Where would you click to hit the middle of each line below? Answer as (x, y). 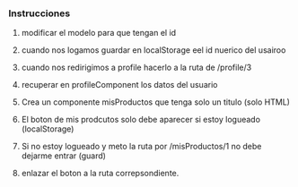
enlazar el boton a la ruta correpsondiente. (100, 174)
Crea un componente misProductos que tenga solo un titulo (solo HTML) (156, 102)
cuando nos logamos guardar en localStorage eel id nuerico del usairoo (153, 50)
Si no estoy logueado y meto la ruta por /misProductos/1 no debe (141, 147)
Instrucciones (39, 13)
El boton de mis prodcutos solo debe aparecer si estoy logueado (141, 120)
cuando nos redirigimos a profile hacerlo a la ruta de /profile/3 (136, 68)
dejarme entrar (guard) (64, 156)
